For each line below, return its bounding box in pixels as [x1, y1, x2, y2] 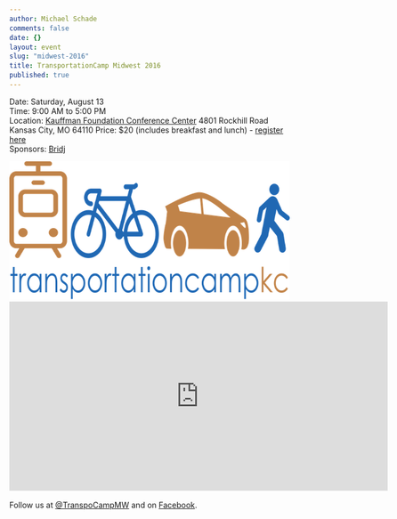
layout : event [9, 43, 62, 52]
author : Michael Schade [9, 14, 98, 23]
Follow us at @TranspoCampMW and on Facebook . [9, 499, 198, 510]
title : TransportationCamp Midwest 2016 [9, 61, 162, 70]
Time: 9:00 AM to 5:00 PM [9, 105, 107, 116]
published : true [9, 71, 69, 80]
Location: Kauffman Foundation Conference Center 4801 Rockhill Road [9, 115, 269, 126]
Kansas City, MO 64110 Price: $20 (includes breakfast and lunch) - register [9, 125, 284, 135]
